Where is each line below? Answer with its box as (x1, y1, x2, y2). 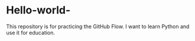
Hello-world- (6, 4, 71, 17)
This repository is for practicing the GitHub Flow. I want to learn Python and (6, 23, 190, 30)
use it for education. (6, 29, 55, 36)
